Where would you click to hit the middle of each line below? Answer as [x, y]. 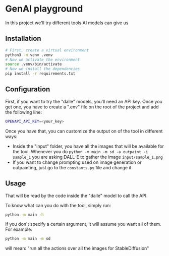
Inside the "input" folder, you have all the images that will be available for [88, 146]
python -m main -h [24, 215]
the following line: [23, 112]
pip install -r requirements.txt [40, 74]
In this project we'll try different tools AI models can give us [67, 23]
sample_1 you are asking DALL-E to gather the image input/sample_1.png [88, 157]
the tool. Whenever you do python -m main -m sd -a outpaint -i [80, 151]
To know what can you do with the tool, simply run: [58, 205]
